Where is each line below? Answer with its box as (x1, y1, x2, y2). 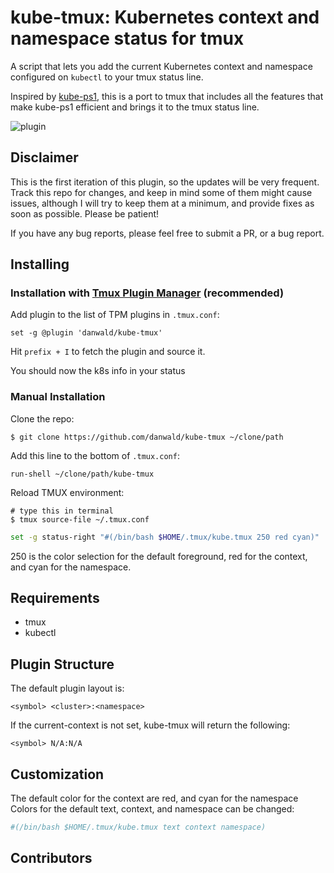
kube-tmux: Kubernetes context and (10, 6, 320, 29)
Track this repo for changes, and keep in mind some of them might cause (10, 186, 313, 198)
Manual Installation (10, 390, 106, 404)
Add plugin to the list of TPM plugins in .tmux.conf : (10, 309, 220, 321)
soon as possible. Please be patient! (10, 207, 160, 220)
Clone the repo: (10, 412, 75, 425)
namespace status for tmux (10, 27, 245, 50)
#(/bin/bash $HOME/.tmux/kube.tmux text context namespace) (10, 822, 267, 833)
